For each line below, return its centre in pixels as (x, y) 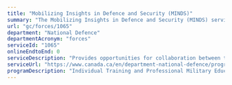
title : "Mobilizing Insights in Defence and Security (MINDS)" (100, 13)
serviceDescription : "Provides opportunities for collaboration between (114, 58)
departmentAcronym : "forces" (49, 39)
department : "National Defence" (54, 33)
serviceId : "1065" (33, 45)
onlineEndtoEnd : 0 (33, 52)
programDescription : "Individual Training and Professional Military (109, 71)
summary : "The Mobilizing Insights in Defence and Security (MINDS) (108, 20)
